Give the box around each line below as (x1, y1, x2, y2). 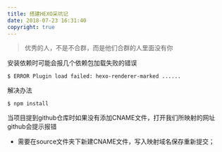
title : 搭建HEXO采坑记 (7, 10, 69, 18)
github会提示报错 (7, 122, 57, 131)
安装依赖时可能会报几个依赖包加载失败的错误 (7, 59, 137, 67)
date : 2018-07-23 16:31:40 (7, 17, 87, 24)
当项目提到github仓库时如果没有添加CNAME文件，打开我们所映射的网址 (7, 114, 216, 122)
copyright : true (7, 23, 55, 30)
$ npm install (7, 100, 49, 107)
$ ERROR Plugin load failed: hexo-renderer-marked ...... (7, 73, 181, 80)
